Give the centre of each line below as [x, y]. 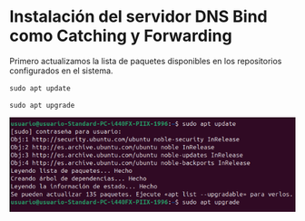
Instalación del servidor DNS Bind [138, 17]
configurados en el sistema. [61, 71]
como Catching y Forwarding [121, 36]
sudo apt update [40, 88]
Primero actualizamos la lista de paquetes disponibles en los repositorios [146, 61]
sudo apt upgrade [42, 105]
